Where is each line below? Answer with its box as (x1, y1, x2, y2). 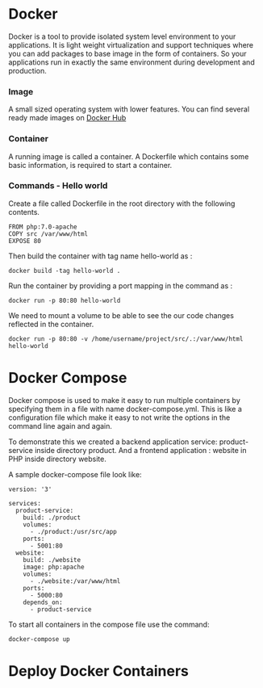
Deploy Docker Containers (8, 661, 190, 680)
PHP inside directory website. (8, 454, 106, 464)
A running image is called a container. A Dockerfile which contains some (8, 151, 249, 162)
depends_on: (23, 598, 63, 606)
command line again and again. (8, 421, 113, 430)
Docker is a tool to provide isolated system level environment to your (8, 31, 236, 41)
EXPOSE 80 (8, 237, 42, 245)
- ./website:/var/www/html (29, 577, 121, 585)
